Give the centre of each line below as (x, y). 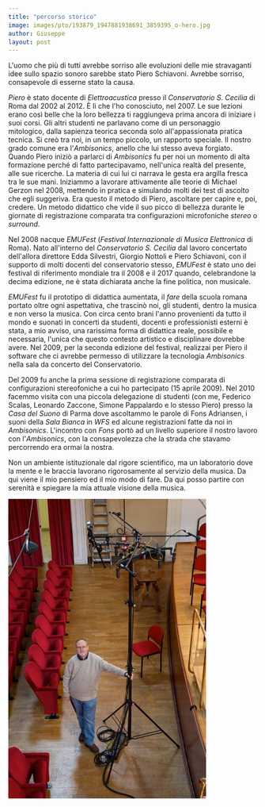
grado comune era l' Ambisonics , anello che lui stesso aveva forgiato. (121, 148)
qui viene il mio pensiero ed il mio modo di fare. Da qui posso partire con (126, 479)
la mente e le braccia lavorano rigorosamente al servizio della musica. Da (127, 471)
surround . (24, 224)
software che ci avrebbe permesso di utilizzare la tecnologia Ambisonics (127, 356)
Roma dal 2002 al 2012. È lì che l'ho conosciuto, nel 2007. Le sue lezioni (125, 106)
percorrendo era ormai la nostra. (61, 448)
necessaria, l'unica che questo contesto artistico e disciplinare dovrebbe (127, 339)
